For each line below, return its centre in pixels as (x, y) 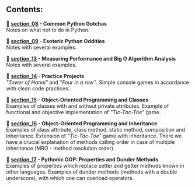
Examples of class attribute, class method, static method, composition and (96, 129)
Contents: (25, 10)
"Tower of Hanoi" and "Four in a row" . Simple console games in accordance (97, 82)
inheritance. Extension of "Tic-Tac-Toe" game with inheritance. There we (94, 136)
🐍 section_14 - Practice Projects (45, 76)
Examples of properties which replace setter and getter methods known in (95, 165)
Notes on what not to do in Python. (48, 30)
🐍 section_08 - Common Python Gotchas (56, 23)
